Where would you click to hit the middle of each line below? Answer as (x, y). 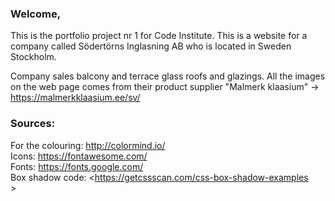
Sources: (33, 124)
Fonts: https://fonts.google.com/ (77, 166)
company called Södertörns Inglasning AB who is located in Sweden (151, 46)
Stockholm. (33, 57)
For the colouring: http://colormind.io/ (88, 145)
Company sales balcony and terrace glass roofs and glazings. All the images (168, 76)
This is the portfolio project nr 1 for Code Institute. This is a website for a (159, 36)
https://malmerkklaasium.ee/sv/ (75, 98)
